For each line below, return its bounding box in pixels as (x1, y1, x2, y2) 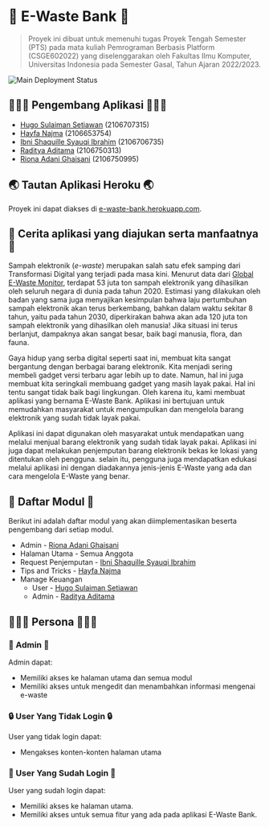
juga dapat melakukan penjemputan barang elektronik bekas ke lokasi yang (8, 446, 259, 455)
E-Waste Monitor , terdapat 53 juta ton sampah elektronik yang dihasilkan (8, 278, 249, 288)
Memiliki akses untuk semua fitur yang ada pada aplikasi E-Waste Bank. (19, 810, 258, 820)
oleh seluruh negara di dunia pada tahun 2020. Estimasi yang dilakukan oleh (8, 286, 261, 296)
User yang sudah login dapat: (8, 786, 106, 796)
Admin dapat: (8, 657, 53, 667)
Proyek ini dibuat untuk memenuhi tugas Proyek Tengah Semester (27, 34, 247, 43)
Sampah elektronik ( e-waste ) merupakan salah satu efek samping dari (8, 261, 241, 270)
